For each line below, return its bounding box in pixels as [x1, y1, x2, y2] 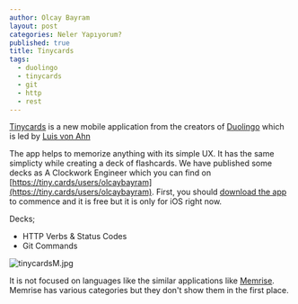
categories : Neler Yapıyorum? [9, 30, 123, 39]
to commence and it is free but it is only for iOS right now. [9, 196, 223, 207]
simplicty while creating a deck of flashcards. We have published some [9, 158, 272, 169]
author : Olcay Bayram [9, 13, 91, 22]
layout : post [9, 22, 58, 31]
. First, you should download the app [151, 186, 287, 198]
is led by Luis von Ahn [9, 131, 92, 142]
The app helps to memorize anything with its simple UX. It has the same [9, 148, 275, 159]
